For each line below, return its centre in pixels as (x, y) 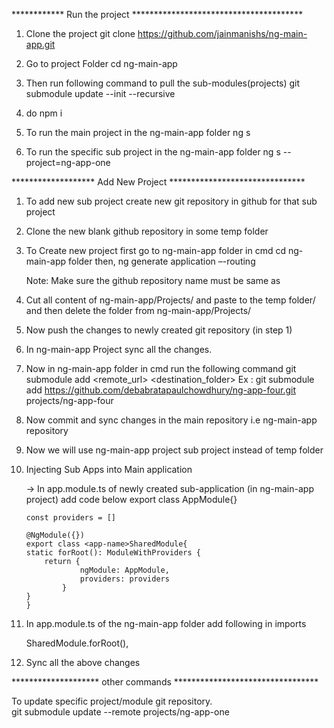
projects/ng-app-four (69, 400)
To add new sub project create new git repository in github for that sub (171, 201)
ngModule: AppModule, (124, 570)
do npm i (44, 113)
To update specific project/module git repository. (112, 701)
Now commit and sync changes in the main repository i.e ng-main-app (171, 420)
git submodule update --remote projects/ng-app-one (120, 712)
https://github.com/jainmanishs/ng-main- (222, 33)
